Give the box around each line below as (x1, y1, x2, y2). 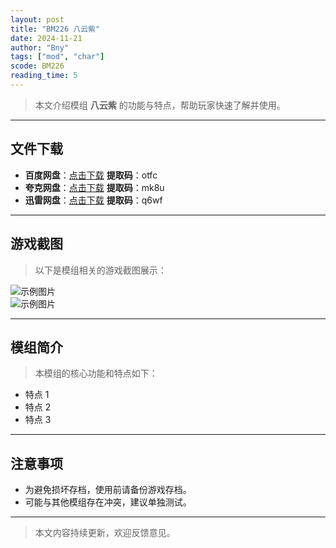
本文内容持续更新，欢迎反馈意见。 (34, 527, 176, 539)
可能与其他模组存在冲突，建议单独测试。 (24, 496, 192, 508)
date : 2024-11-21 (10, 33, 83, 43)
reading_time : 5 (10, 71, 78, 81)
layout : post (10, 14, 65, 25)
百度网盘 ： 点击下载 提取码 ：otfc (24, 169, 158, 181)
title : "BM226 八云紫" (10, 24, 101, 34)
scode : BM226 (10, 61, 65, 71)
